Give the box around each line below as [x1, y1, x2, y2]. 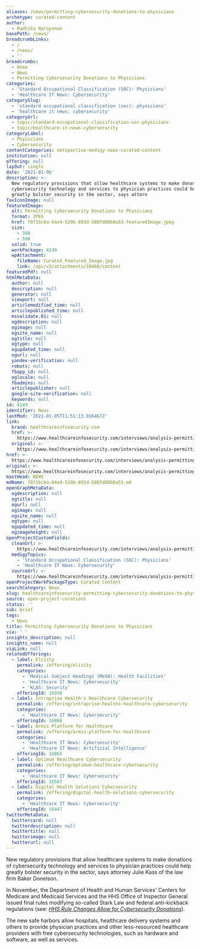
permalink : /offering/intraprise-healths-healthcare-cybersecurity [17, 701, 187, 707]
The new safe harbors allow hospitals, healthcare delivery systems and [6, 917, 180, 924]
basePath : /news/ [6, 31, 49, 37]
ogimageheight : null [11, 530, 62, 536]
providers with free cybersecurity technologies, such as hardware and [6, 929, 179, 936]
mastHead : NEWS [6, 474, 44, 480]
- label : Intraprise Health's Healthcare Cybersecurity [11, 695, 153, 702]
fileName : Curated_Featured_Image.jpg [17, 258, 113, 264]
